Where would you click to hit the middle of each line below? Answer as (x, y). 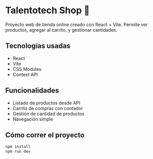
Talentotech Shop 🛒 (48, 10)
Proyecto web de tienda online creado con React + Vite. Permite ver (76, 24)
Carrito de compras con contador (48, 108)
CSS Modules (27, 69)
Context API (25, 74)
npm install (18, 147)
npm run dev (18, 152)
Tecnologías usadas (38, 46)
